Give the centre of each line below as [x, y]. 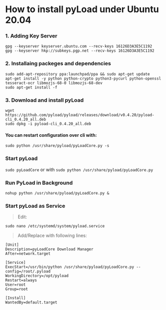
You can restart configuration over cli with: [51, 135]
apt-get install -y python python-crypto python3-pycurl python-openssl [83, 79]
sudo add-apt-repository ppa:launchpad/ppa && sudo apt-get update [78, 74]
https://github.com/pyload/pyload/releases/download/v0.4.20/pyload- [80, 115]
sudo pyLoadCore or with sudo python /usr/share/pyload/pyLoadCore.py [79, 169]
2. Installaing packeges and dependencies [58, 63]
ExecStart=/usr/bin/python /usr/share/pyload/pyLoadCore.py [70, 267]
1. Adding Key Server [31, 36]
